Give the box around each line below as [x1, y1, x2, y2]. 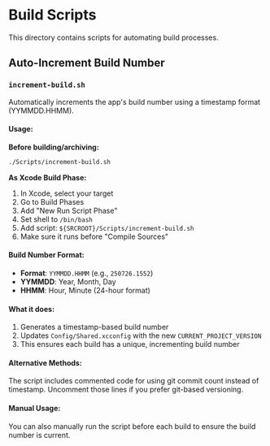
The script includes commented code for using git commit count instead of [8, 376, 259, 386]
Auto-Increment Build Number [8, 56, 165, 70]
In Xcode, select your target [20, 188, 114, 198]
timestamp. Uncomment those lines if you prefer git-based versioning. [8, 384, 244, 395]
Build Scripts [8, 6, 97, 24]
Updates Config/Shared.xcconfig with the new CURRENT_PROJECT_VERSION [20, 331, 262, 340]
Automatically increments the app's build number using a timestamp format [8, 97, 261, 106]
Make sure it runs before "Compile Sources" [20, 232, 169, 241]
